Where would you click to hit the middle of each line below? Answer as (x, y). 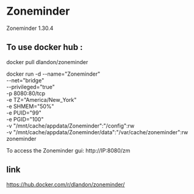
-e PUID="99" (24, 113)
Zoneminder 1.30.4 (30, 28)
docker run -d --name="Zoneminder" (53, 74)
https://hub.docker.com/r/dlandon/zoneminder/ (66, 184)
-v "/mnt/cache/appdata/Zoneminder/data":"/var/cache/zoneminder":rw (97, 132)
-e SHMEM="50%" (30, 106)
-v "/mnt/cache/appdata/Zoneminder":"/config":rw (70, 126)
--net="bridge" (25, 80)
